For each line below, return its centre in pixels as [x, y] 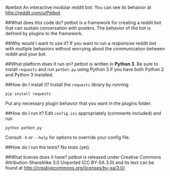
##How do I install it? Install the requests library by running [67, 84]
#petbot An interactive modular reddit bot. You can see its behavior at [78, 7]
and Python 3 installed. [29, 75]
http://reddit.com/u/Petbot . [34, 13]
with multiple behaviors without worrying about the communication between [85, 49]
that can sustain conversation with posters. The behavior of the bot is [78, 28]
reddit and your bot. [26, 54]
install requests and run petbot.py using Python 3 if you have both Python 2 [85, 69]
